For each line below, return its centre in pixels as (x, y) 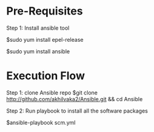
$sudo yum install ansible (38, 51)
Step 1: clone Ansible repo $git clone (52, 93)
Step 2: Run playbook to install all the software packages (77, 111)
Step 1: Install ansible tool (38, 28)
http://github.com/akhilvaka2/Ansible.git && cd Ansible (75, 99)
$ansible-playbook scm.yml (41, 122)
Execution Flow (45, 76)
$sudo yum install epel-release (45, 39)
